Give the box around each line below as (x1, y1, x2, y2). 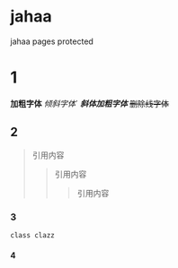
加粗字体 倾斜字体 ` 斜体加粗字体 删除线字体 (10, 98, 170, 108)
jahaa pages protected (10, 36, 93, 47)
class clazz (10, 230, 55, 239)
